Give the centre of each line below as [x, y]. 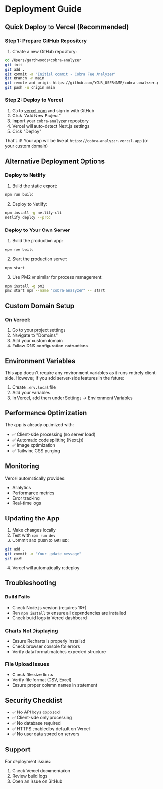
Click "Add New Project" [36, 116]
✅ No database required [36, 723]
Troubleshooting [31, 583]
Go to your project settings [39, 330]
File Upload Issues [27, 664]
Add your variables [31, 392]
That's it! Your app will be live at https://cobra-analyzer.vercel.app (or [77, 141]
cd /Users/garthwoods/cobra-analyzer [43, 60]
